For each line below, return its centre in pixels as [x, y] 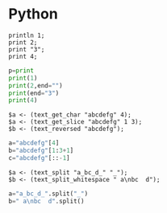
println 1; [27, 35]
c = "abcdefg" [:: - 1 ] [39, 158]
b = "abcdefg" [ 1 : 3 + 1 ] [41, 151]
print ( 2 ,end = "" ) [35, 85]
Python [33, 14]
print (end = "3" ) [34, 93]
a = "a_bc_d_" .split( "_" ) [48, 194]
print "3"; [27, 49]
